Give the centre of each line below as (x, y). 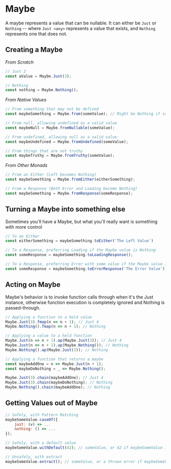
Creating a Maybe (34, 50)
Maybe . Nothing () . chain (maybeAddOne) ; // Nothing (58, 388)
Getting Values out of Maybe (51, 403)
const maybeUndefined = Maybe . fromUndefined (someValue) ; (67, 142)
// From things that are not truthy (44, 151)
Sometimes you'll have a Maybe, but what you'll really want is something (81, 222)
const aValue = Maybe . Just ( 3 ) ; (38, 76)
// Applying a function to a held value (49, 317)
